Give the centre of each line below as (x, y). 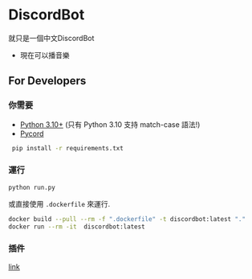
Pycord (32, 133)
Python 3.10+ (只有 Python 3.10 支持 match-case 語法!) (110, 124)
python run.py (32, 187)
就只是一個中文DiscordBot (51, 38)
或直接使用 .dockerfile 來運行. (59, 203)
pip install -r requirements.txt (68, 148)
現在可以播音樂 (45, 55)
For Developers (47, 81)
